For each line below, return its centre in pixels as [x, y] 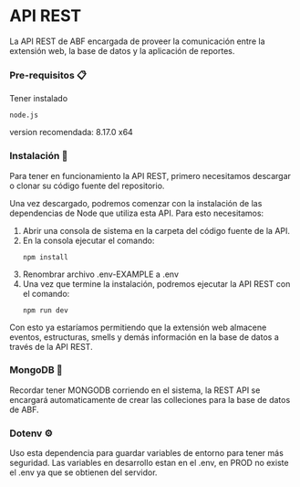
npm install [45, 257]
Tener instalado [39, 99]
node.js [24, 115]
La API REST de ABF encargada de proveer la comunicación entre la [138, 41]
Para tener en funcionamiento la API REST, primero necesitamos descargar [150, 175]
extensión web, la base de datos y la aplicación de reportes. [122, 50]
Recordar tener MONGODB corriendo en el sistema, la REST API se [135, 390]
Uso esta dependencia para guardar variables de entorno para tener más [147, 453]
